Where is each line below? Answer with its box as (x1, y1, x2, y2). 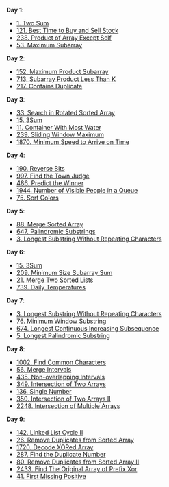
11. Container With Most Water (16, 123, 102, 131)
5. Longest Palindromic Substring (16, 332, 110, 340)
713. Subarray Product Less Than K (16, 75, 116, 83)
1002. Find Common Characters (16, 358, 107, 366)
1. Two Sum (16, 19, 49, 27)
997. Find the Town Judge (16, 171, 90, 180)
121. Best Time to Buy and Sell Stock (16, 27, 119, 34)
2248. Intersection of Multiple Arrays (16, 402, 120, 410)
